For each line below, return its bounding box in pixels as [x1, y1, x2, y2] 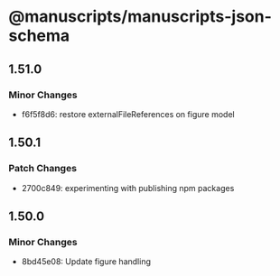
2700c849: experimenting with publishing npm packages [21, 182, 235, 193]
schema [8, 25, 70, 46]
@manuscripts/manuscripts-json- [8, 6, 273, 27]
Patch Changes [8, 162, 78, 175]
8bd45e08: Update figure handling [21, 256, 151, 267]
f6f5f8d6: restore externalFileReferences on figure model [21, 108, 236, 119]
